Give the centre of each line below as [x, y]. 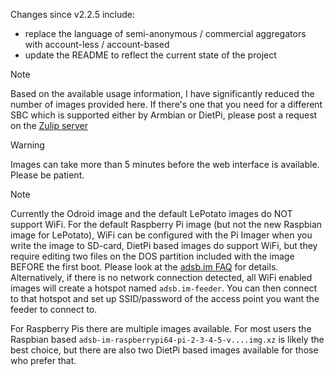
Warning [27, 145]
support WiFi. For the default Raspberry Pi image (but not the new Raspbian [166, 224]
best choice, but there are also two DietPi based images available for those [164, 350]
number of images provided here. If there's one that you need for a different [166, 104]
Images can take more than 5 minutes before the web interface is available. [165, 164]
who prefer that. [43, 360]
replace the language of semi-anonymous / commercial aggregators [165, 33]
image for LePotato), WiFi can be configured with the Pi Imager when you [161, 235]
